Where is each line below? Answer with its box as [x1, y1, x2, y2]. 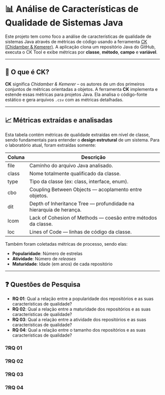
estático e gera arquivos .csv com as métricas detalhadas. [5, 96, 124, 103]
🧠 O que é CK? [5, 68, 50, 76]
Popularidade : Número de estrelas [12, 251, 82, 256]
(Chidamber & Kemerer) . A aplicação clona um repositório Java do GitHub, [5, 44, 156, 50]
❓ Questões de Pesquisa [5, 280, 81, 288]
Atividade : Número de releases [12, 255, 76, 261]
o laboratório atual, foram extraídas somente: [5, 142, 96, 148]
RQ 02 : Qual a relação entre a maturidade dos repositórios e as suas [12, 306, 151, 312]
